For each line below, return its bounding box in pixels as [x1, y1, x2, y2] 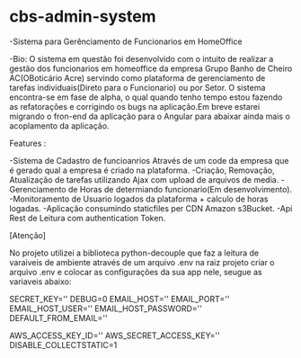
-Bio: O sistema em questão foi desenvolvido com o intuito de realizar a [9, 53, 274, 64]
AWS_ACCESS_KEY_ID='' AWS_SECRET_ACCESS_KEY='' [9, 330, 220, 341]
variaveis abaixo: [9, 276, 72, 287]
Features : [9, 138, 47, 148]
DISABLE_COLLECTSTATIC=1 [9, 339, 118, 350]
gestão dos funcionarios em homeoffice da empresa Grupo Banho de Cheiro [9, 63, 293, 74]
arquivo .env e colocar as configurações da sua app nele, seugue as [9, 266, 262, 277]
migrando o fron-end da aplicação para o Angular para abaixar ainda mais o [9, 111, 290, 121]
